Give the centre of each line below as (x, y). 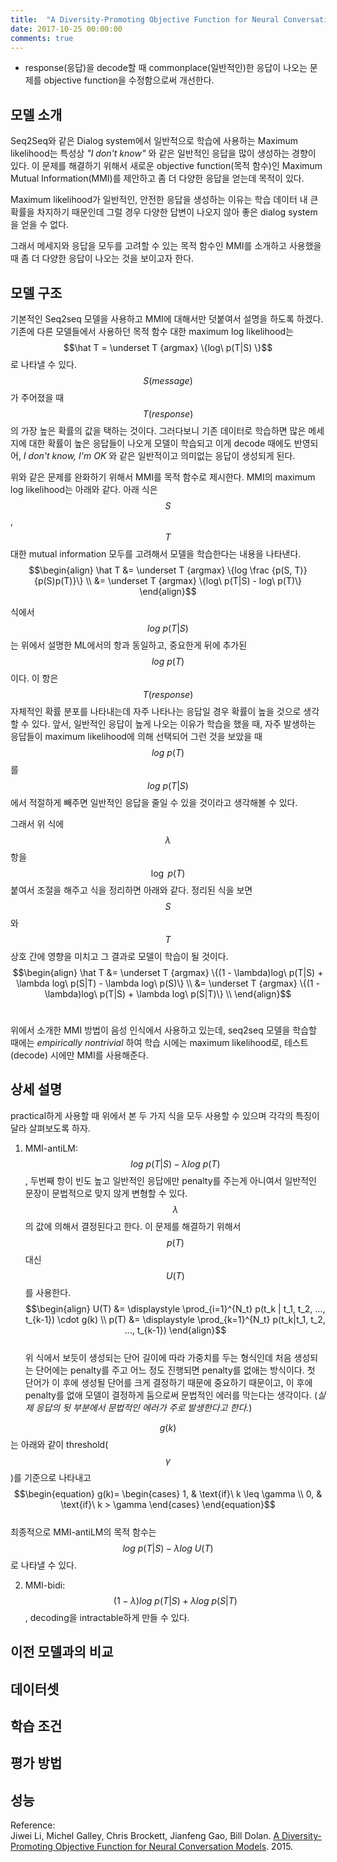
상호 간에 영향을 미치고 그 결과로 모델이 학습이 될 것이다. (119, 956)
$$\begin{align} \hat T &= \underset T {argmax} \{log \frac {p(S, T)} (168, 570)
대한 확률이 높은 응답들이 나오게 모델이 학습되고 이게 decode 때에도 (160, 443)
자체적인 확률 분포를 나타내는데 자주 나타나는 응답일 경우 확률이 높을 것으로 (156, 711)
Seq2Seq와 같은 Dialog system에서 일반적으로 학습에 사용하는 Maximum (154, 141)
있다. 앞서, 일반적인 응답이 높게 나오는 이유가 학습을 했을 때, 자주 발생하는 (174, 724)
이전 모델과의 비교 (62, 1652)
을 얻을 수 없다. (40, 225)
